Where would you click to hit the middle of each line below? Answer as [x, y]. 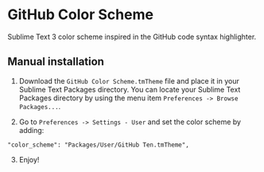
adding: [31, 130]
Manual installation [56, 62]
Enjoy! [29, 159]
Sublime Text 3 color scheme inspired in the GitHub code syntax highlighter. [132, 37]
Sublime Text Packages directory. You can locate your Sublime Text [130, 89]
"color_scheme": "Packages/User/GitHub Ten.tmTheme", [99, 145]
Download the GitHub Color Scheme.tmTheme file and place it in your [129, 80]
